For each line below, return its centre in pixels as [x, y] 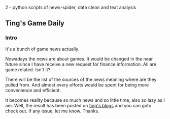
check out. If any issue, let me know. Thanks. [52, 111]
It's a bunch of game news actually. [42, 49]
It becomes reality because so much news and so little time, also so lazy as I [85, 100]
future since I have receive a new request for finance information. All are [81, 64]
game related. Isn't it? [28, 69]
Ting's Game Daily [35, 23]
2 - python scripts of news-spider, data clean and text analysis [71, 7]
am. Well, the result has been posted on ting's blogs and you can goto [78, 105]
